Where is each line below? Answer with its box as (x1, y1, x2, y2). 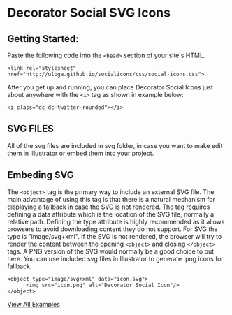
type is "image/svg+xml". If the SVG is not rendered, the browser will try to (7, 232, 222, 240)
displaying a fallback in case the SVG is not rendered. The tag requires (7, 203, 210, 211)
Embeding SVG (7, 169, 75, 181)
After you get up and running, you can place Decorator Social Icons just (7, 83, 213, 91)
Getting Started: (7, 33, 79, 45)
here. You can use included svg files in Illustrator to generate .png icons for (7, 254, 224, 263)
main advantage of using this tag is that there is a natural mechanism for (7, 195, 215, 203)
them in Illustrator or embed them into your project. (7, 149, 154, 157)
